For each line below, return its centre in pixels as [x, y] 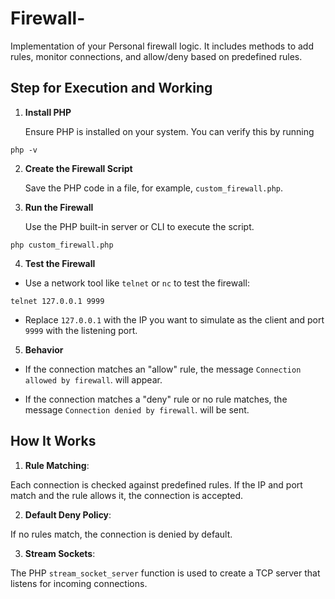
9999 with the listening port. [81, 330]
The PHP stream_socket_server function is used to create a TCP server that [165, 573]
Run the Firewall [59, 207]
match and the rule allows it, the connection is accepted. [127, 495]
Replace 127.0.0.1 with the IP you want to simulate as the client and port [174, 319]
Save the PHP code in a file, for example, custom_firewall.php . [154, 188]
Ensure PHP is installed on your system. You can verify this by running [169, 131]
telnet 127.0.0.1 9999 [57, 301]
